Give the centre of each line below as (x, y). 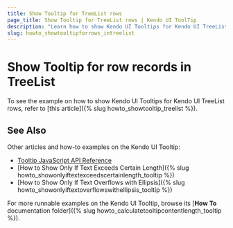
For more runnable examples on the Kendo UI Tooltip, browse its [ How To (112, 203)
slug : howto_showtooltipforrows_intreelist (71, 33)
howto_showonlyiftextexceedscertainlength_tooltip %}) (96, 175)
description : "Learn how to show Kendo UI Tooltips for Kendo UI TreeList (118, 26)
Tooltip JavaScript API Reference (64, 160)
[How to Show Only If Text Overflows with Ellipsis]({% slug (101, 182)
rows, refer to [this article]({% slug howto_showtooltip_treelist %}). (102, 109)
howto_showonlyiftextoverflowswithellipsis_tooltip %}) (95, 190)
